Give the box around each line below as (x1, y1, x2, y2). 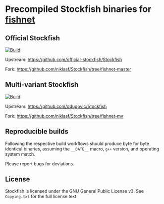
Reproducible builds (5, 128, 68, 136)
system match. (5, 151, 36, 157)
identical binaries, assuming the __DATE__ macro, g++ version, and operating (5, 145, 160, 152)
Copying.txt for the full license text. (5, 194, 78, 200)
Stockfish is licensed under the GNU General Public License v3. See (5, 188, 144, 194)
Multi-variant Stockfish (5, 80, 79, 89)
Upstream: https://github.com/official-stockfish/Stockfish (5, 57, 122, 63)
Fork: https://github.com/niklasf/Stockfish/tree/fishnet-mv (5, 113, 124, 119)
